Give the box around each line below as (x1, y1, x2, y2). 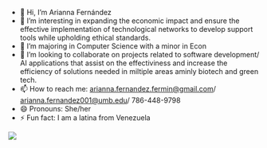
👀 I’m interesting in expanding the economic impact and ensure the (19, 16, 240, 25)
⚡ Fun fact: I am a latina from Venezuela (19, 113, 151, 123)
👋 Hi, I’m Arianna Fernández (19, 8, 112, 17)
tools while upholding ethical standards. (19, 33, 151, 42)
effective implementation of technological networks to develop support (19, 25, 253, 33)
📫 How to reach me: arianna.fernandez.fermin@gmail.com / (19, 84, 217, 93)
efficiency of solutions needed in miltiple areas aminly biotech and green (19, 67, 259, 76)
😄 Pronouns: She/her (19, 104, 92, 113)
